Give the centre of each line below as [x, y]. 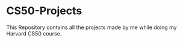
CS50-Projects [44, 11]
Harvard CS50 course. [34, 33]
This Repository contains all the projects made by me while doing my [91, 27]
